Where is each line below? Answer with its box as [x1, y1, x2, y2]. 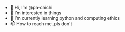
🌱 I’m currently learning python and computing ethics [10, 15, 120, 21]
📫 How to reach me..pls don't [10, 21, 72, 27]
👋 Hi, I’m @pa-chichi [10, 5, 53, 10]
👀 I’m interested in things [10, 10, 62, 16]
